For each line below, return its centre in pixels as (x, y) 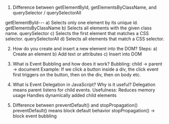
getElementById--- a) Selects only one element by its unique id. (72, 23)
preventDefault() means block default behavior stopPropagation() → (84, 111)
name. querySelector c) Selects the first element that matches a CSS (77, 33)
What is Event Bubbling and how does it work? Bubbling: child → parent (87, 64)
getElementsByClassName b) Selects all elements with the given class (79, 28)
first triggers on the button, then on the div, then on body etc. (77, 75)
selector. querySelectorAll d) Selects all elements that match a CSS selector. (85, 39)
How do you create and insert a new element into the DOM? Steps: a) (85, 49)
